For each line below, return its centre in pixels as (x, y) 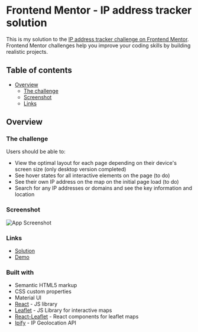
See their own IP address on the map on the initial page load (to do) (97, 182)
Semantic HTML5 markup (46, 285)
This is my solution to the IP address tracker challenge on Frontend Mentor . (98, 39)
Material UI (28, 298)
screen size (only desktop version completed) (70, 170)
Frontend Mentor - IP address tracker (99, 10)
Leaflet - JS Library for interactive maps (63, 310)
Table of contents (39, 71)
